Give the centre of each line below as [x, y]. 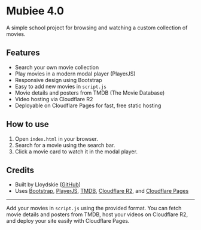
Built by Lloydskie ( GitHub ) [48, 184]
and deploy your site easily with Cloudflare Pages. [68, 221]
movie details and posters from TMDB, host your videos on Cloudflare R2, [97, 214]
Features [23, 53]
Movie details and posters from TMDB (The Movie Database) [90, 93]
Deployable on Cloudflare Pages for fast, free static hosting [88, 105]
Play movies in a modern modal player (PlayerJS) [75, 74]
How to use [28, 124]
